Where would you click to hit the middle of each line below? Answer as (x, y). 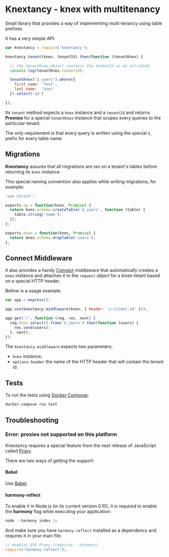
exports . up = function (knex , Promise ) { (48, 205)
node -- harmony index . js (31, 521)
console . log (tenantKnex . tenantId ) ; (47, 71)
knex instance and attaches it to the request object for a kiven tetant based (83, 275)
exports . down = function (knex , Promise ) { (50, 233)
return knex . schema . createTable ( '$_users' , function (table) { (77, 210)
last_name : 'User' (35, 89)
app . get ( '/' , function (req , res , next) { (50, 318)
